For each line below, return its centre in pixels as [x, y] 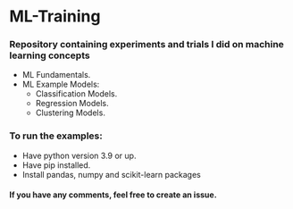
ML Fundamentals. [56, 75]
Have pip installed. [56, 165]
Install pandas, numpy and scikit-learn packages [111, 174]
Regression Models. [72, 104]
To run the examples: [56, 136]
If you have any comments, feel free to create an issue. [113, 195]
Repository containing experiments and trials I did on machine [146, 45]
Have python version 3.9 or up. [79, 155]
